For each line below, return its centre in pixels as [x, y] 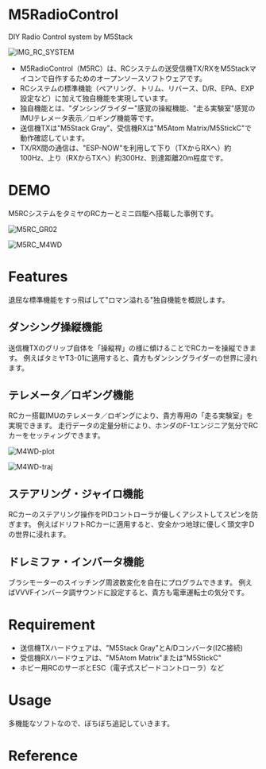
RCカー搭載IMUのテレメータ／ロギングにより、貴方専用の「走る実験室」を [131, 415]
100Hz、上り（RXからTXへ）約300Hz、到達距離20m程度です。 [123, 157]
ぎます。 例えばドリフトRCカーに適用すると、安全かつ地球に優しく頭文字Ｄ [132, 524]
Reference [43, 756]
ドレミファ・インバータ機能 [76, 562]
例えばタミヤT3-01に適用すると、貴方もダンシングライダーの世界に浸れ [141, 357]
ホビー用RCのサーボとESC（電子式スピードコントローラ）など [122, 668]
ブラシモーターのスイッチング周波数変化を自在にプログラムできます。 [122, 582]
